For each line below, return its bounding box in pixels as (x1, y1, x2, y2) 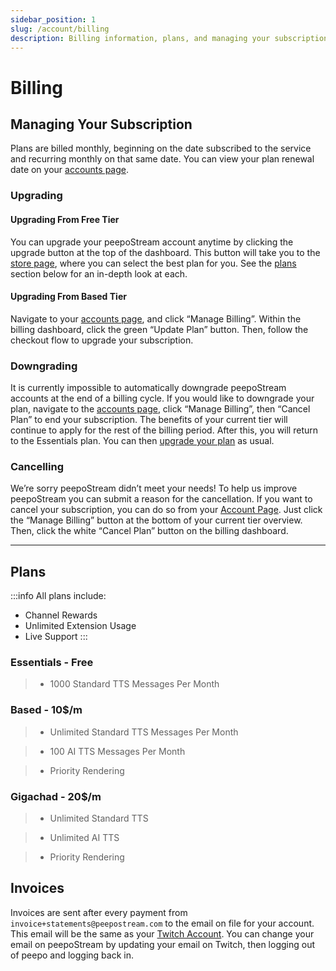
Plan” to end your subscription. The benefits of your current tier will (10, 414, 288, 425)
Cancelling (10, 459, 64, 473)
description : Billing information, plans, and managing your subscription (10, 33, 329, 43)
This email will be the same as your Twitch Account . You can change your (10, 927, 315, 940)
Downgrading (10, 359, 78, 373)
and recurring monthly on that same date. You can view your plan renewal (10, 153, 315, 165)
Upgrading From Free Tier (10, 213, 120, 225)
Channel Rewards (24, 609, 98, 621)
